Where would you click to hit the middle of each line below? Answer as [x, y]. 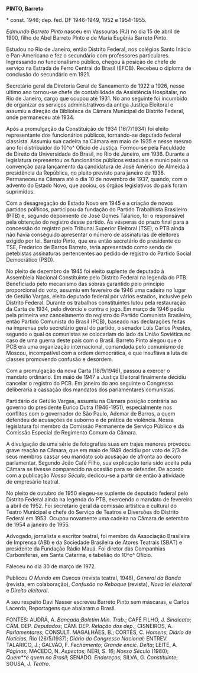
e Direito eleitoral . [27, 590]
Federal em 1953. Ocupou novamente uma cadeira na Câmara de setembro [98, 518]
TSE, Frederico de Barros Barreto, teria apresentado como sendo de [89, 247]
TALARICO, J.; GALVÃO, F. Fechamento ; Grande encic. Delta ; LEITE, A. [92, 645]
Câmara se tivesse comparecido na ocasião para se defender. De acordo [95, 469]
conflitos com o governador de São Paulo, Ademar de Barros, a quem [91, 413]
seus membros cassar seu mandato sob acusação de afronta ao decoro [94, 456]
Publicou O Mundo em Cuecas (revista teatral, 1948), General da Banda [94, 578]
